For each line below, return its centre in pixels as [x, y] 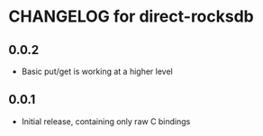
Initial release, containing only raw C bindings [106, 121]
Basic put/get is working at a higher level [97, 71]
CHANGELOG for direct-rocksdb [131, 17]
